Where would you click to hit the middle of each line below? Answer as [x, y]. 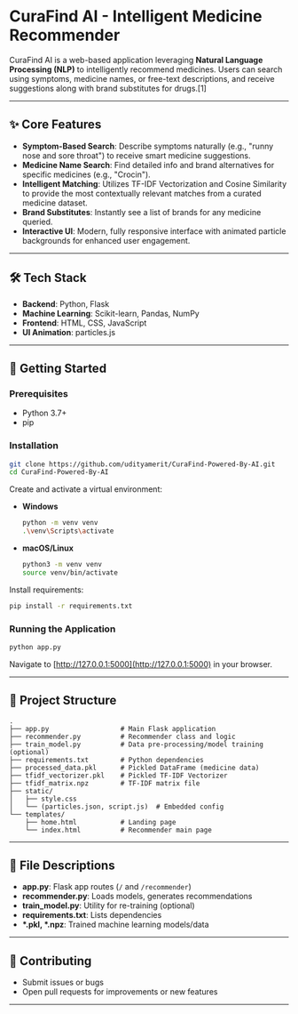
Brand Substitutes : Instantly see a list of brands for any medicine [141, 212]
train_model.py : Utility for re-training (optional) [108, 905]
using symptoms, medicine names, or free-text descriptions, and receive [142, 78]
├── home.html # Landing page [101, 822]
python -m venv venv [60, 523]
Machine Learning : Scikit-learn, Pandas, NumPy [110, 313]
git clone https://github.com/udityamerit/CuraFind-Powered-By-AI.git [142, 464]
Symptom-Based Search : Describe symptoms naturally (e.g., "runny [148, 146]
